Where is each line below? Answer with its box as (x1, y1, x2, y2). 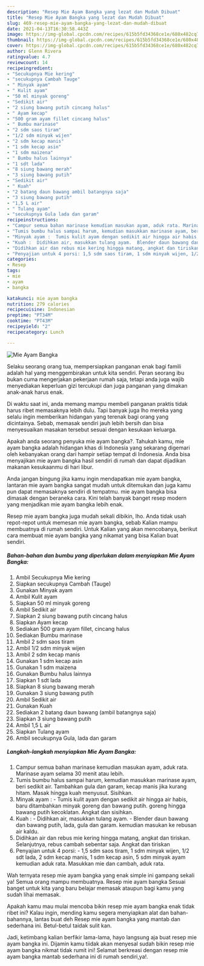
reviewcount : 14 (7, 59, 48, 65)
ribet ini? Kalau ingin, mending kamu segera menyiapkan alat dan (7, 909, 169, 916)
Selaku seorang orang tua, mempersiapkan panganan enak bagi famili (7, 362, 182, 370)
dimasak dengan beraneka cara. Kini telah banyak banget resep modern (7, 494, 187, 501)
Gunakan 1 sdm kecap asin (15, 657, 83, 664)
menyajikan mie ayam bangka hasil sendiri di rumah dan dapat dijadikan (7, 457, 186, 464)
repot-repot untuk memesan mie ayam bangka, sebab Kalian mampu (7, 518, 178, 526)
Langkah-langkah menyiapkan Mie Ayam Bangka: (7, 748, 137, 756)
